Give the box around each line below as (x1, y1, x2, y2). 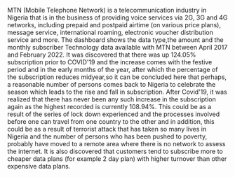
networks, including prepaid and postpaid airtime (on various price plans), (7, 21, 221, 29)
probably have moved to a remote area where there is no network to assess (7, 140, 226, 148)
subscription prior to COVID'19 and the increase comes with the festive (7, 58, 213, 66)
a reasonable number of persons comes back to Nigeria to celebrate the (7, 80, 216, 88)
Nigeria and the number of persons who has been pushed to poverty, (7, 132, 208, 141)
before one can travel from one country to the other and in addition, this (7, 118, 215, 125)
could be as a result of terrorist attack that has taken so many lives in (7, 125, 207, 133)
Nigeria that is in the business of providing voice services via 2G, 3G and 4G (7, 13, 228, 22)
